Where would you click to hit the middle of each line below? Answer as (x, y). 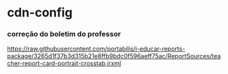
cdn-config (40, 13)
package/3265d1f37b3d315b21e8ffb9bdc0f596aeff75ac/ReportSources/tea (114, 56)
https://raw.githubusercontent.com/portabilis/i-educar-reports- (96, 49)
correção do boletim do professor (64, 34)
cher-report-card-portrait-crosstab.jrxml (64, 64)
